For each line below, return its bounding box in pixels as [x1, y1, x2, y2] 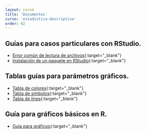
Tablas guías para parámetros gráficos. [5, 72, 129, 81]
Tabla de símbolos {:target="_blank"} [12, 90, 87, 96]
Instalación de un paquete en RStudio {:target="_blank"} [12, 58, 126, 64]
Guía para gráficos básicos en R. [5, 110, 107, 119]
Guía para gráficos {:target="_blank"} [12, 123, 88, 129]
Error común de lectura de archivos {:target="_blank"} [12, 52, 122, 58]
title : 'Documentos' [5, 12, 48, 17]
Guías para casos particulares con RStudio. [5, 39, 142, 47]
